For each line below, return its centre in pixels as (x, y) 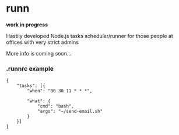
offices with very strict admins (42, 42)
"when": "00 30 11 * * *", (60, 91)
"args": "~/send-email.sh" (70, 112)
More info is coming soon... (39, 53)
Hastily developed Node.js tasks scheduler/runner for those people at (89, 36)
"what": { (39, 101)
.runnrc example (30, 68)
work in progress (27, 25)
